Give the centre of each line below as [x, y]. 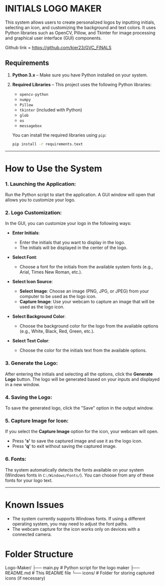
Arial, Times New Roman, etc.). [51, 272]
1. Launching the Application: [41, 184]
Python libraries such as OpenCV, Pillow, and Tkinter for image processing [80, 33]
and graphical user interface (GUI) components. [54, 38]
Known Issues [35, 505]
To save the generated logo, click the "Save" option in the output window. [79, 408]
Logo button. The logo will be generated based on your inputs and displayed [82, 379]
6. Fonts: [16, 459]
